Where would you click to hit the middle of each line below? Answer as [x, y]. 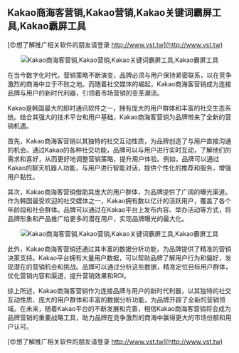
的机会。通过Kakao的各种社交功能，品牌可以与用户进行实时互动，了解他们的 [119, 150]
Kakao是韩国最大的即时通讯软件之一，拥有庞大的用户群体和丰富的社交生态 [116, 108]
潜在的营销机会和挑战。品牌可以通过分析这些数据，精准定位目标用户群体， [122, 267]
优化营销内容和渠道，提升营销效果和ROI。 [69, 275]
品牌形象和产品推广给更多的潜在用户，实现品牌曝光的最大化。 [98, 218]
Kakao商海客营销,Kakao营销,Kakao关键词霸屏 [110, 13]
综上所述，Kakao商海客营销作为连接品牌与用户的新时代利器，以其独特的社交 [119, 290]
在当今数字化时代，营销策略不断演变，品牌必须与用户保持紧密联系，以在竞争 [119, 75]
